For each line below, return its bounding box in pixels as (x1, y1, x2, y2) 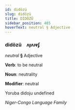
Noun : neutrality (5, 71, 38, 78)
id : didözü (5, 7, 27, 12)
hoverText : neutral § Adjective (5, 25, 70, 30)
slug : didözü (5, 12, 31, 16)
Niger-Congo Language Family (5, 100, 67, 106)
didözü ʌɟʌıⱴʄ (5, 42, 40, 48)
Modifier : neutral (5, 81, 39, 87)
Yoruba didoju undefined (5, 90, 55, 96)
